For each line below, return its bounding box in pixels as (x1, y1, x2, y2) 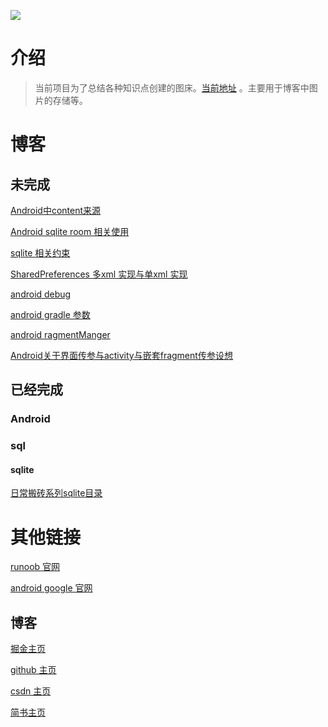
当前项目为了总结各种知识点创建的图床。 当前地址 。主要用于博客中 (34, 81, 310, 94)
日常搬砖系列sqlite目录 (10, 487, 103, 499)
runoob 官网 (10, 561, 61, 573)
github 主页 (10, 664, 57, 676)
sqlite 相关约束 (10, 246, 71, 259)
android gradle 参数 (10, 308, 91, 320)
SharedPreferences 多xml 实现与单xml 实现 (10, 268, 188, 280)
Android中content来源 (10, 204, 102, 216)
